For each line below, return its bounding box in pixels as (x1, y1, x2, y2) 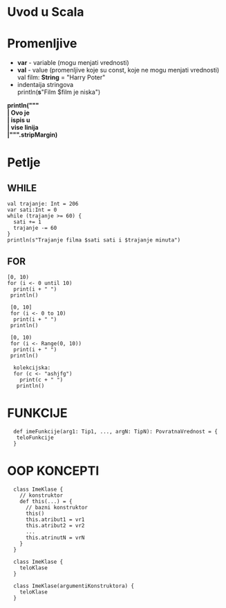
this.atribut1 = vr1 (25, 516, 85, 523)
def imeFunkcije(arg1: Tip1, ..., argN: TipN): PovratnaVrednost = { (13, 428, 218, 435)
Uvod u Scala (7, 4, 84, 20)
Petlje (7, 155, 41, 170)
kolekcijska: (13, 364, 51, 371)
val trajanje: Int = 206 (7, 201, 79, 208)
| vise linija (7, 124, 39, 132)
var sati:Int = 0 (7, 206, 57, 214)
